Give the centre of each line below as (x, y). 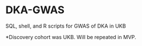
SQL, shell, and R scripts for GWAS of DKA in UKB (66, 26)
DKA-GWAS (35, 10)
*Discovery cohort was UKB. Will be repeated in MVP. (71, 37)
